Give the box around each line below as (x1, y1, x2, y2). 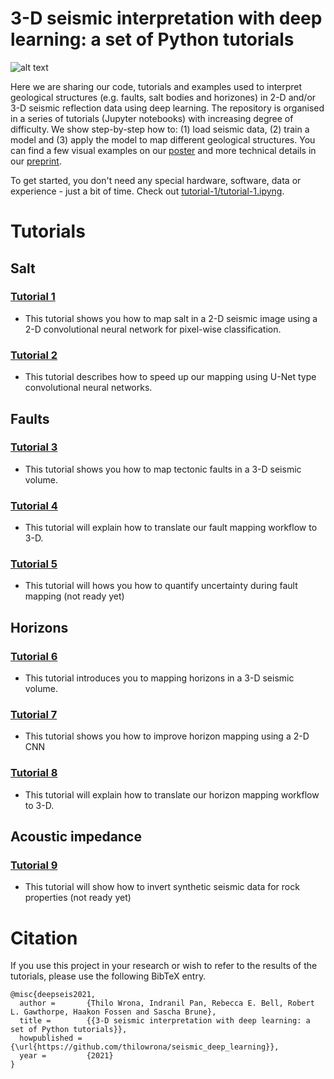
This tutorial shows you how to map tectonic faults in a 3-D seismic (24, 463, 302, 475)
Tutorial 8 (10, 766, 58, 780)
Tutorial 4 (10, 498, 58, 512)
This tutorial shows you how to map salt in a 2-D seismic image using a (24, 312, 318, 324)
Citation (10, 927, 78, 949)
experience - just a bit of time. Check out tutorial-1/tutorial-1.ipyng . (10, 185, 285, 197)
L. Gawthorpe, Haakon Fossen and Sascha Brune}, (10, 1007, 217, 1017)
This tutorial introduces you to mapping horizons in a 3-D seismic (24, 672, 295, 684)
